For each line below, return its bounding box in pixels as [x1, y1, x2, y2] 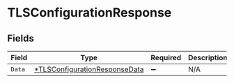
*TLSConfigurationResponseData [33, 64, 144, 74]
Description [187, 53, 228, 62]
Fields [7, 33, 35, 44]
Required [150, 53, 182, 62]
